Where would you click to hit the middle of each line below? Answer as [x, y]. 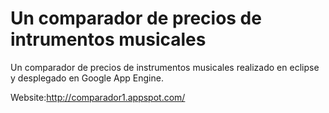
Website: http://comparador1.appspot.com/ [98, 97]
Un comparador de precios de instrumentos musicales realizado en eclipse [165, 67]
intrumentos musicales [108, 39]
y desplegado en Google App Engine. [87, 78]
